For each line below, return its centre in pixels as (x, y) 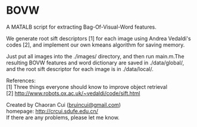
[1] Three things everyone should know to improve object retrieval (87, 86)
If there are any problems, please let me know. (63, 117)
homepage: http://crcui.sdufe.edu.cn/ (52, 111)
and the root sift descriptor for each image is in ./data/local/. (80, 69)
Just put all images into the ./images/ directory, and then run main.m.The (95, 56)
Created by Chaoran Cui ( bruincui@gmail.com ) (63, 104)
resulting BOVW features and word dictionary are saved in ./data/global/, (95, 63)
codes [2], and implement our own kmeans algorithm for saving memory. (96, 45)
